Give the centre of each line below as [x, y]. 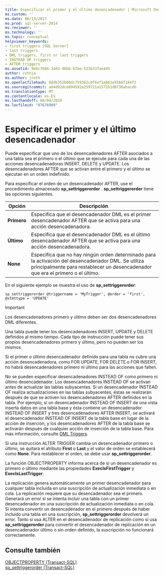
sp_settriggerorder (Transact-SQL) [40, 567]
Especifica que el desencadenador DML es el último [91, 234]
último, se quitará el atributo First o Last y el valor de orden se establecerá [80, 448]
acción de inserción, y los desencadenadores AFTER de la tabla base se [78, 423]
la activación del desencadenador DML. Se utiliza [87, 261]
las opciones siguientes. [29, 194]
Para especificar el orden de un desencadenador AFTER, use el [69, 184]
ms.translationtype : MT [29, 92]
